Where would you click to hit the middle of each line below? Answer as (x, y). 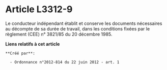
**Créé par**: (20, 53)
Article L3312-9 (39, 9)
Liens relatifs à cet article (33, 44)
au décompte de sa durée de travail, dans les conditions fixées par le (78, 28)
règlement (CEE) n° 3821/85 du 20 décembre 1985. (59, 34)
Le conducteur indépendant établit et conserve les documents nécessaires (84, 23)
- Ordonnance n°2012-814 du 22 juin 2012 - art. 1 (65, 62)
